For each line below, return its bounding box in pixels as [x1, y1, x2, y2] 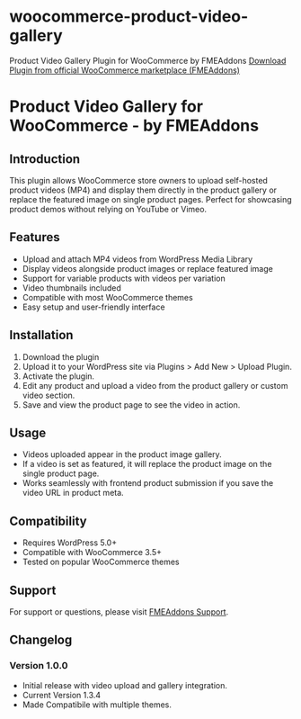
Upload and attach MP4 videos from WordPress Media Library [22, 254, 253, 265]
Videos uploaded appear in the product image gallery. [22, 449, 222, 460]
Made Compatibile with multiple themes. [22, 699, 173, 710]
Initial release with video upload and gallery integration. [22, 679, 227, 690]
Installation [9, 328, 74, 343]
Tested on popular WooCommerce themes [22, 556, 180, 568]
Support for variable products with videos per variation [22, 273, 226, 283]
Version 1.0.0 [9, 660, 68, 672]
